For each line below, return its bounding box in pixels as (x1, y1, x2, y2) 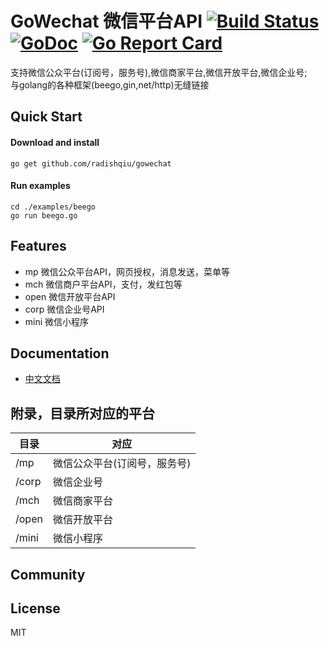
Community (10, 566, 86, 583)
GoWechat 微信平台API (10, 10, 203, 33)
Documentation (10, 345, 110, 362)
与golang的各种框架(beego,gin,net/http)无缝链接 (10, 78, 210, 91)
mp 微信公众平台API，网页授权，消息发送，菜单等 (24, 265, 230, 277)
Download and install (10, 136, 100, 148)
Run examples (10, 180, 71, 192)
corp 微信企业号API (24, 303, 105, 315)
